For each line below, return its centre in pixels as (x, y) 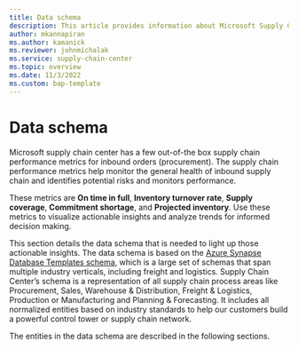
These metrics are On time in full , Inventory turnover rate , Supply (131, 197)
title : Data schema (45, 17)
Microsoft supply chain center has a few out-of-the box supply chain (134, 152)
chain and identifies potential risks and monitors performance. (123, 180)
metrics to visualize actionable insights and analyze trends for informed (140, 216)
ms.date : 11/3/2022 (45, 76)
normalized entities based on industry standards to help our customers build (149, 309)
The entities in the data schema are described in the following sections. (140, 336)
